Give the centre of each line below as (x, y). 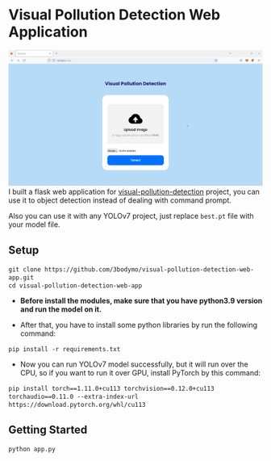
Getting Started (48, 430)
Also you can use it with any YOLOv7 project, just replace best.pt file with (131, 216)
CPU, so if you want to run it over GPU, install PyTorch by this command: (140, 373)
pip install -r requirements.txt (65, 350)
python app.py (32, 450)
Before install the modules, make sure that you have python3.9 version (141, 301)
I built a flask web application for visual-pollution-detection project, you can (134, 192)
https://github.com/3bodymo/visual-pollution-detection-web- (149, 270)
